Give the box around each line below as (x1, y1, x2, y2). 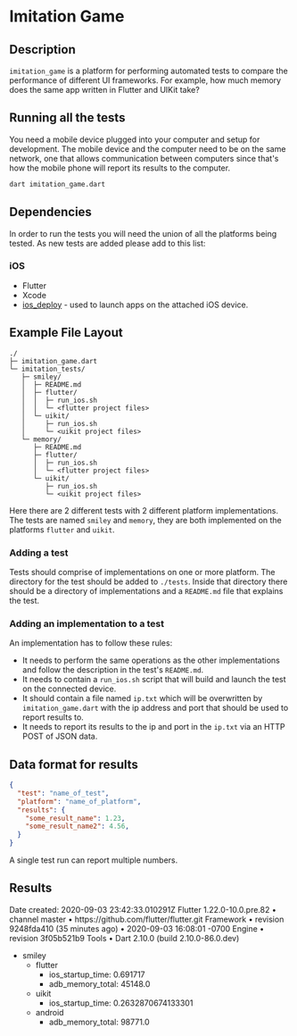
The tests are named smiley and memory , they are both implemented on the (9, 514, 283, 525)
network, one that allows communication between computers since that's (9, 153, 279, 163)
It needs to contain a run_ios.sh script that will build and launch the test (21, 674, 287, 685)
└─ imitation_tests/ (9, 364, 87, 373)
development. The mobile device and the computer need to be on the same (9, 143, 286, 154)
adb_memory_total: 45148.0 (48, 978, 151, 989)
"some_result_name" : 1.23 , (25, 814, 126, 823)
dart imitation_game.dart (9, 180, 105, 188)
